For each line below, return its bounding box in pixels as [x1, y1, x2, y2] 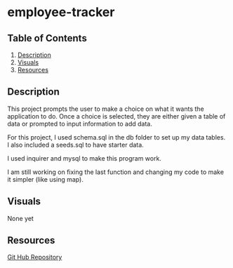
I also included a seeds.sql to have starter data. [7, 140, 144, 149]
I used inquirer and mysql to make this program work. [7, 154, 161, 162]
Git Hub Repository [7, 253, 62, 262]
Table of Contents [7, 32, 88, 44]
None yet [7, 214, 34, 222]
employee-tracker [7, 4, 115, 20]
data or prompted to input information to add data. [7, 119, 152, 128]
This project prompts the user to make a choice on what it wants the [7, 105, 205, 113]
